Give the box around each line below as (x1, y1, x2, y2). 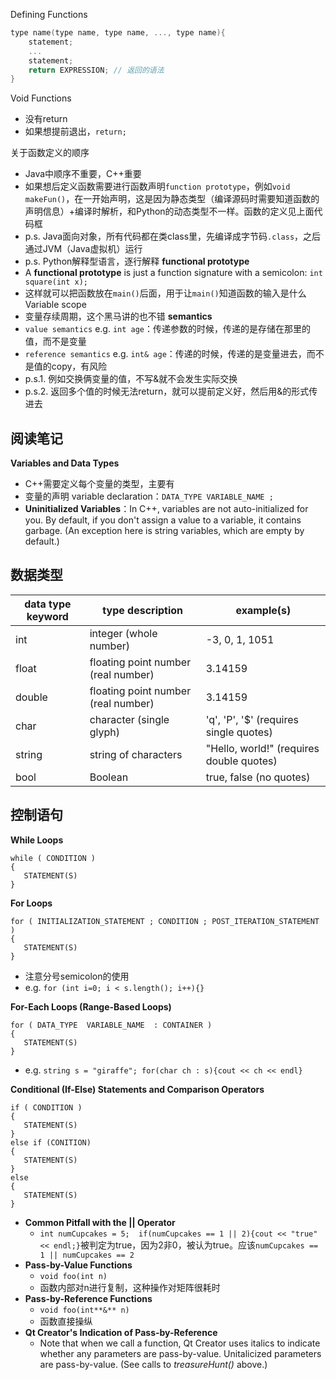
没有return (24, 113, 68, 125)
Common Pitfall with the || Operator (24, 1216, 176, 1228)
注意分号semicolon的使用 (24, 970, 130, 982)
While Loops (10, 834, 64, 846)
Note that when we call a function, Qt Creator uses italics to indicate (39, 1337, 321, 1349)
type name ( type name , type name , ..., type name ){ (10, 28, 226, 38)
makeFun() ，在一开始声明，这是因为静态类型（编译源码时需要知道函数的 (24, 193, 320, 205)
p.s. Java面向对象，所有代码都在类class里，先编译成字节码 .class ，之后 (24, 230, 322, 243)
